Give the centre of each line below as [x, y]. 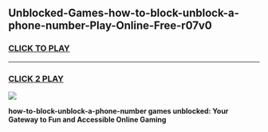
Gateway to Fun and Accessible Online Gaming [87, 119]
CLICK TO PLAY [39, 49]
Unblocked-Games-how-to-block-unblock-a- [124, 13]
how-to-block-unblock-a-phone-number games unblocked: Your [118, 110]
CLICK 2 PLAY [36, 78]
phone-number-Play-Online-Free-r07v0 [110, 26]
